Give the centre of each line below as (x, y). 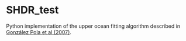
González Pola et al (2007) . (39, 32)
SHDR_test (32, 10)
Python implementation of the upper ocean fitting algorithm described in (93, 26)
